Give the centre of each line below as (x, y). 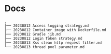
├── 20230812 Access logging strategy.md (47, 26)
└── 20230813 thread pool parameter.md (45, 47)
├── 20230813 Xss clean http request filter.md (53, 43)
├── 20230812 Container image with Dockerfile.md (55, 30)
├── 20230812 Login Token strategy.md (43, 38)
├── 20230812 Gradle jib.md (33, 34)
